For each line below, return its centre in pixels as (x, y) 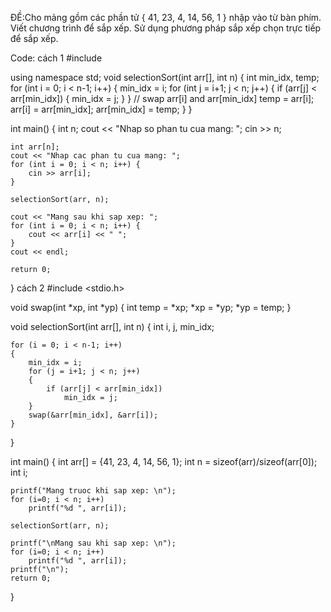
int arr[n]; (35, 147)
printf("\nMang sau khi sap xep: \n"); (93, 543)
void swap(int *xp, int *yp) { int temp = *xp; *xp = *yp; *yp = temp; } (151, 307)
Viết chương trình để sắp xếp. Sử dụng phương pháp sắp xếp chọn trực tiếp (166, 28)
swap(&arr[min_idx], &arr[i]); (93, 415)
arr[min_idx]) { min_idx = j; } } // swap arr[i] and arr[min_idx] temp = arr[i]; (162, 98)
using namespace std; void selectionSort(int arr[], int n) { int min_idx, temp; (165, 77)
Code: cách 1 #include (56, 58)
